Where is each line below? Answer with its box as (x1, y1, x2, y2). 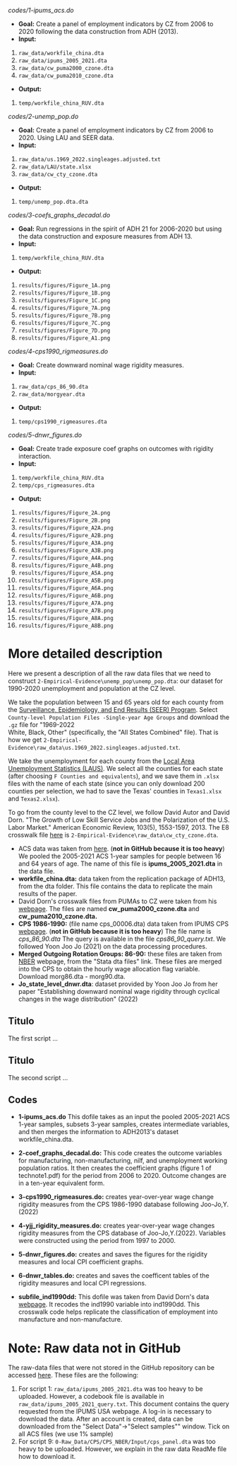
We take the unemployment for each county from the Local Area (8, 757, 195, 765)
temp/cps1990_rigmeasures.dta (18, 418, 108, 425)
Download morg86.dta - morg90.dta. (18, 972, 126, 980)
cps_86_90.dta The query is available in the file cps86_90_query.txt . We (18, 934, 226, 943)
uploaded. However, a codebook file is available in (18, 1392, 164, 1401)
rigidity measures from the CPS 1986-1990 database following (18, 1200, 200, 1209)
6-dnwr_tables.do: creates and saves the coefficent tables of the (18, 1271, 210, 1280)
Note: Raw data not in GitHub (8, 1340, 181, 1356)
